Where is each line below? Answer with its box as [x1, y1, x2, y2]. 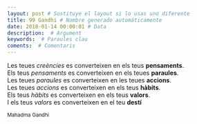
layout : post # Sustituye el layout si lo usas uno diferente [7, 10, 190, 17]
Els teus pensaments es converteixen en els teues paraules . [7, 69, 179, 77]
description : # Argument [7, 29, 82, 37]
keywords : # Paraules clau [7, 36, 88, 43]
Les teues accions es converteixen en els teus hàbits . [7, 84, 161, 91]
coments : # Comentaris [7, 42, 76, 49]
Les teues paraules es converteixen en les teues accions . [7, 76, 171, 84]
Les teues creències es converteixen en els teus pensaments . [7, 62, 185, 69]
